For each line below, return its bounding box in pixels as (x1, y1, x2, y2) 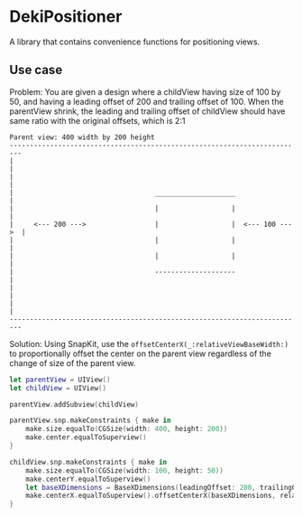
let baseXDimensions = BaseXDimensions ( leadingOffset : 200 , (25, 483, 256, 492)
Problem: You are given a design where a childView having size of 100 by (9, 86, 281, 97)
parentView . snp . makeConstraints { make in (9, 416, 171, 426)
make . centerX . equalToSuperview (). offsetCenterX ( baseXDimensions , (25, 491, 277, 501)
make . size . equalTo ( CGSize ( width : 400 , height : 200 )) (25, 425, 228, 434)
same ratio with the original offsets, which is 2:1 (9, 115, 186, 126)
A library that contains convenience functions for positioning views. (9, 36, 260, 47)
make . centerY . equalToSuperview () (25, 475, 151, 484)
